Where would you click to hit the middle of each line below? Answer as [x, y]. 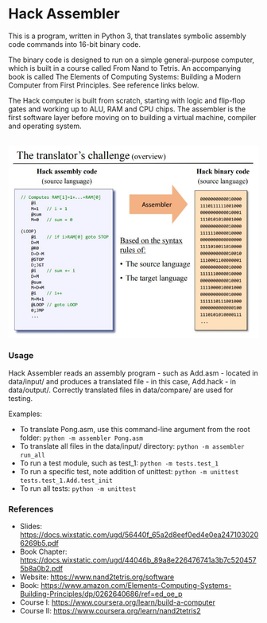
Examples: [25, 414]
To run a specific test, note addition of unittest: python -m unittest [129, 471]
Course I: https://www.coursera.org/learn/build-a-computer [118, 602]
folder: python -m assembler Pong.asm [81, 438]
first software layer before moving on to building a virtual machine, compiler [132, 117]
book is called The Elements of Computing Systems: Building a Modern [124, 76]
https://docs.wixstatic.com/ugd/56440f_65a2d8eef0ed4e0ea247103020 [139, 535]
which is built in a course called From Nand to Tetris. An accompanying [125, 68]
